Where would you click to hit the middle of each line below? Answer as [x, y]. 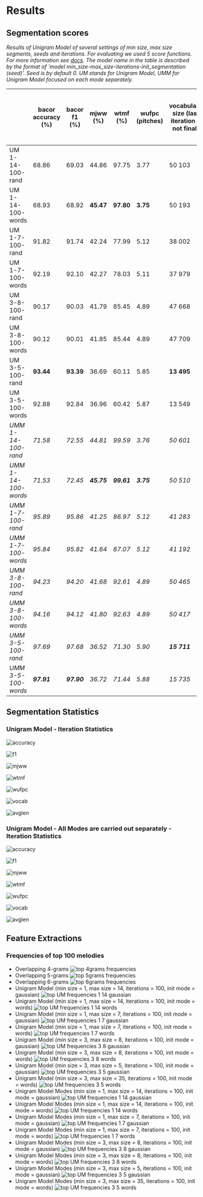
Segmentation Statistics [53, 712]
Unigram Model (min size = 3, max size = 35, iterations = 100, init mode [103, 1078]
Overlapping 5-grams [42, 975]
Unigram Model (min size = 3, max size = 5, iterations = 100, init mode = [105, 1065]
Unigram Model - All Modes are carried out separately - [89, 828]
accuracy [47, 117]
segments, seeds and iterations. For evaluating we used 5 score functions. [99, 54]
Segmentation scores [47, 33]
